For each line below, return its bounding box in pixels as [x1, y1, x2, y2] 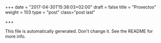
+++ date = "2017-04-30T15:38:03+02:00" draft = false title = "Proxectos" [5, 4, 157, 10]
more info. [5, 34, 26, 39]
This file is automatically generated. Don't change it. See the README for [5, 28, 153, 34]
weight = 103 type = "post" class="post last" [5, 9, 96, 15]
